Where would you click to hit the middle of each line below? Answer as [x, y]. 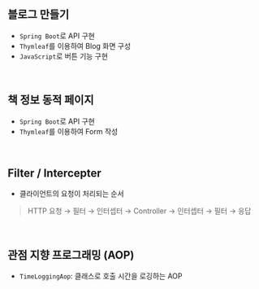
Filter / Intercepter [55, 173]
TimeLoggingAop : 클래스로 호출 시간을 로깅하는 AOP [101, 276]
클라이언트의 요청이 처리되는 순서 [71, 194]
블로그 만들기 [39, 15]
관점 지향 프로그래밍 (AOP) [71, 255]
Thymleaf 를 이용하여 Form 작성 [69, 131]
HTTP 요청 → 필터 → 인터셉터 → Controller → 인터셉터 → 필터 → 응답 [139, 211]
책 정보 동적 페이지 [51, 100]
